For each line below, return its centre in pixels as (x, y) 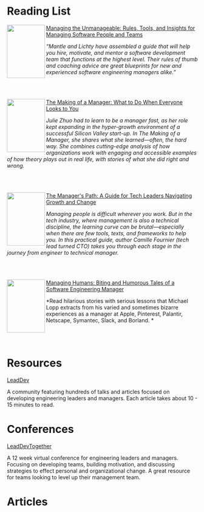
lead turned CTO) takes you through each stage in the (114, 246)
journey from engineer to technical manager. (63, 252)
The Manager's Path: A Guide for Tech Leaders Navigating (119, 195)
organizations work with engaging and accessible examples (121, 153)
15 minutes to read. (31, 404)
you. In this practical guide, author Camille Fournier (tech (117, 240)
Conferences (41, 429)
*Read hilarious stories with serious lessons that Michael (117, 301)
